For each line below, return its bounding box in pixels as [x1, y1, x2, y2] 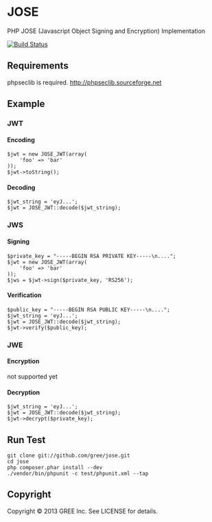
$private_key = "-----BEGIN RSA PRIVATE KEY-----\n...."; [7, 252, 176, 259]
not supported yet [7, 372, 58, 381]
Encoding [7, 135, 36, 144]
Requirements [7, 60, 69, 72]
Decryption [7, 388, 40, 396]
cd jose [7, 458, 30, 465]
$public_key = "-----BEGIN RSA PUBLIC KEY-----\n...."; [7, 306, 170, 313]
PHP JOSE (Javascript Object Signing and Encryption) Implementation [7, 27, 206, 35]
